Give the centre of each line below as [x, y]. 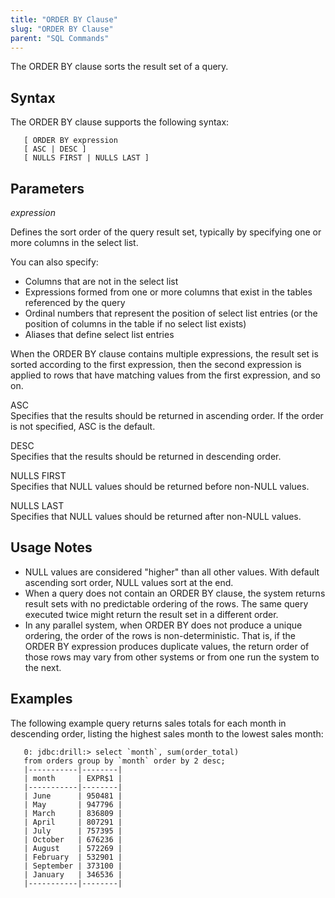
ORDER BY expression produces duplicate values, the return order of [167, 646]
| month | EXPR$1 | [73, 778]
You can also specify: [54, 262]
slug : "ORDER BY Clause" [62, 29]
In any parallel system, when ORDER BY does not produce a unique [163, 625]
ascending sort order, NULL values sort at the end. [129, 582]
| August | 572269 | [73, 848]
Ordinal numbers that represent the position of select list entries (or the [171, 313]
